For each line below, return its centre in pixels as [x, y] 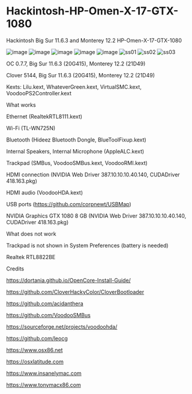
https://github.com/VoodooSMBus [49, 315]
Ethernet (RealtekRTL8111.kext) [44, 116]
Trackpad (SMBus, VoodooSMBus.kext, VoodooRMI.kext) [77, 163]
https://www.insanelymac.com [44, 373]
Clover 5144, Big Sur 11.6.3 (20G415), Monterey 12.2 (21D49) [80, 75]
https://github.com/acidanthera [45, 303]
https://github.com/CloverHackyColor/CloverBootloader [75, 291]
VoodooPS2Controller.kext [39, 93]
